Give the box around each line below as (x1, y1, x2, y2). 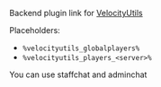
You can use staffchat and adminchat (9, 69, 148, 80)
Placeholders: (9, 25, 60, 35)
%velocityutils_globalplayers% (22, 44, 140, 53)
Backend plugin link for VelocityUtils (9, 8, 143, 18)
